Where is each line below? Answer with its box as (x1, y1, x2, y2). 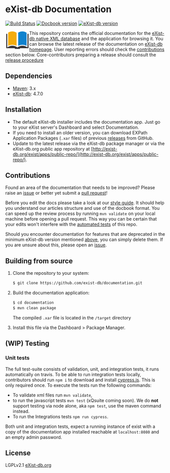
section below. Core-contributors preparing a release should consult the (5, 52, 156, 58)
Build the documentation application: (12, 290, 90, 296)
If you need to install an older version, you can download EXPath (12, 129, 148, 135)
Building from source (5, 257, 73, 265)
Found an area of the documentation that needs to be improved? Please (5, 185, 155, 191)
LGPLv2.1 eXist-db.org (5, 462, 52, 468)
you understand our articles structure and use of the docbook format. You (5, 205, 160, 211)
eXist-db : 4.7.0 (12, 90, 43, 97)
